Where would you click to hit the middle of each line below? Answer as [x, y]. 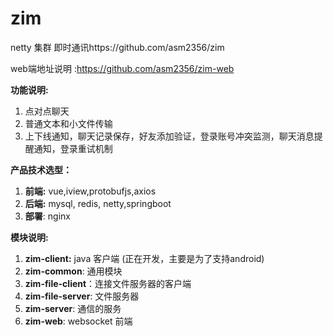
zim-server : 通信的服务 [73, 308]
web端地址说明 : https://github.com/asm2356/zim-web [122, 68]
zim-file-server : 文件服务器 [82, 296]
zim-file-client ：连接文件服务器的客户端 [108, 283]
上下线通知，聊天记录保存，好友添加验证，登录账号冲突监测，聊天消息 [169, 136]
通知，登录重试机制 [73, 148]
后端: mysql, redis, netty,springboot [98, 203]
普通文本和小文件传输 [68, 123]
